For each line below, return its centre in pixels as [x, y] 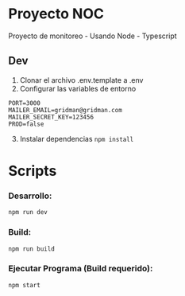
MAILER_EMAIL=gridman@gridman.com [66, 110]
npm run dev [28, 212]
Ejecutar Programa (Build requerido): [81, 269]
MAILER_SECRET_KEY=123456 [51, 117]
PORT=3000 [25, 103]
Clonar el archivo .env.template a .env [81, 80]
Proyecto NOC [56, 14]
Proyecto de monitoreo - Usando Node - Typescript [92, 36]
